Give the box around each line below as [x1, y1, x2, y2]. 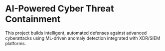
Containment [5, 13, 61, 25]
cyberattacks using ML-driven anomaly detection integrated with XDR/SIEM [5, 35, 161, 41]
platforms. [5, 40, 26, 46]
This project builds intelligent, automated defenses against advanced [5, 30, 147, 36]
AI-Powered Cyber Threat [5, 3, 114, 14]
